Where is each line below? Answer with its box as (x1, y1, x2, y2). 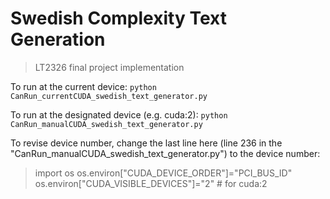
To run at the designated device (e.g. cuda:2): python (10, 108, 228, 121)
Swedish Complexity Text (10, 7, 227, 30)
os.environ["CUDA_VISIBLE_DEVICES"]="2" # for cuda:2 (34, 177, 268, 189)
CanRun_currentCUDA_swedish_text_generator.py (10, 91, 208, 101)
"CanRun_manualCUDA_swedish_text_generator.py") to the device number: (10, 147, 321, 159)
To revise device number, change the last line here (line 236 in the (10, 137, 283, 149)
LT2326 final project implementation (34, 61, 185, 73)
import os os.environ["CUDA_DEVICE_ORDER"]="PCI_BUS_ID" (34, 167, 293, 179)
